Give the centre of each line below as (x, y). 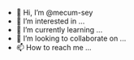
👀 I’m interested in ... (50, 21)
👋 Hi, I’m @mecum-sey (54, 13)
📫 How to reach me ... (54, 47)
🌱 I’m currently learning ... (59, 30)
